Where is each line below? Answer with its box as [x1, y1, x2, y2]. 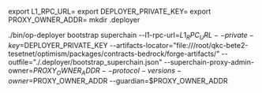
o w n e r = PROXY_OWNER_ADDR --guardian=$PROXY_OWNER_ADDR [8, 76, 229, 85]
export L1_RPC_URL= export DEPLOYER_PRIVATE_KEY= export [8, 7, 211, 16]
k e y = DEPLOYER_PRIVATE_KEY [8, 40, 108, 50]
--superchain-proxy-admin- [163, 57, 255, 66]
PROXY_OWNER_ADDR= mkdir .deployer [8, 15, 140, 24]
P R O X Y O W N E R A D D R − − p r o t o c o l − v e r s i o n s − [32, 65, 182, 77]
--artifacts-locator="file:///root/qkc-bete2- [109, 40, 249, 50]
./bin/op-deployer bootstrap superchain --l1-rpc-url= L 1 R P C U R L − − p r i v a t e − [8, 31, 254, 42]
